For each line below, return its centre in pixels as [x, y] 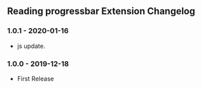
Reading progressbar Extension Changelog [101, 11]
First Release [35, 78]
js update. [31, 46]
